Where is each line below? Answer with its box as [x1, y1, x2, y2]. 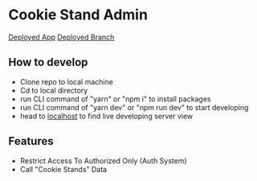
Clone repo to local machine [19, 76, 114, 86]
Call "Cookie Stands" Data [19, 164, 107, 174]
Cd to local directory [19, 85, 88, 95]
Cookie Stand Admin [8, 6, 149, 24]
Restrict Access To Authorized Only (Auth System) [19, 155, 187, 166]
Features [8, 134, 54, 148]
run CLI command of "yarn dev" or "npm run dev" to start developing [19, 102, 249, 112]
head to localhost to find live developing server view [19, 111, 194, 121]
